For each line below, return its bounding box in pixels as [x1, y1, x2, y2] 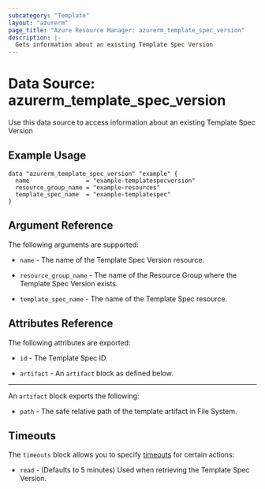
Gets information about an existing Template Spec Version [15, 41, 214, 49]
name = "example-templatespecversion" [15, 177, 196, 185]
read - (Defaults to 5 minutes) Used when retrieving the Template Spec [19, 465, 250, 475]
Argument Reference [8, 218, 114, 233]
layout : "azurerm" [8, 19, 69, 27]
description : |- [8, 33, 62, 42]
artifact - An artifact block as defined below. [19, 368, 174, 378]
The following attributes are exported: [8, 338, 131, 347]
